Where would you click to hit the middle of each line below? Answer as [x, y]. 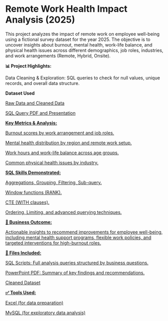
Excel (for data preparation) [34, 303]
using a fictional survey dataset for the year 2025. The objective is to [78, 39]
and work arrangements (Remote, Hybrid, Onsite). [58, 56]
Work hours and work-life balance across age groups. [62, 153]
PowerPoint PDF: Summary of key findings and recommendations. [75, 272]
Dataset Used [20, 93]
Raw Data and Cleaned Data [35, 103]
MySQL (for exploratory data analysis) [46, 312]
